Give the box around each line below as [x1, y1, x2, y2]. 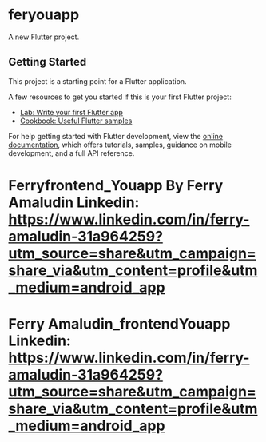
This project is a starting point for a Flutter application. [8, 76, 187, 86]
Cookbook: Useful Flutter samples [19, 116, 133, 125]
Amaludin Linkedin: [8, 193, 140, 211]
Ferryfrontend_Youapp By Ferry [8, 176, 224, 194]
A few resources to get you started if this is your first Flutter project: [8, 92, 232, 102]
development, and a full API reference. [8, 148, 135, 157]
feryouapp [8, 6, 80, 24]
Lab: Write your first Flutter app [19, 107, 124, 117]
